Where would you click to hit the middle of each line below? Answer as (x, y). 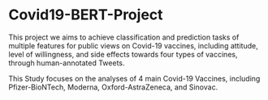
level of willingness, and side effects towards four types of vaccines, (123, 54)
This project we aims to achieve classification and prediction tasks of (124, 37)
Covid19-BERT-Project (86, 15)
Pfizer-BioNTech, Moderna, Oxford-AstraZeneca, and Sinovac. (113, 87)
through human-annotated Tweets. (67, 63)
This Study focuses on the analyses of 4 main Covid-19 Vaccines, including (134, 78)
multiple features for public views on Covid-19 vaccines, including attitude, (133, 45)
